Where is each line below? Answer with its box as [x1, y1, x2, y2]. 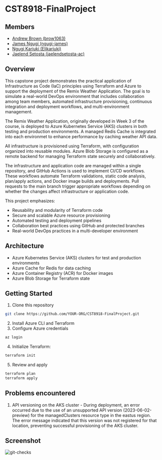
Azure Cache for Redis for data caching [12, 265, 91, 271]
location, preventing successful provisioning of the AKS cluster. [12, 423, 139, 428]
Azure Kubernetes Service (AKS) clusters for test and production [12, 254, 141, 260]
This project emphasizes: [5, 198, 56, 204]
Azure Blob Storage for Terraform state [12, 275, 90, 281]
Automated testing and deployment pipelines [12, 217, 102, 223]
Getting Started [5, 289, 53, 298]
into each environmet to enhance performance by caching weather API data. [5, 133, 158, 139]
